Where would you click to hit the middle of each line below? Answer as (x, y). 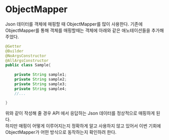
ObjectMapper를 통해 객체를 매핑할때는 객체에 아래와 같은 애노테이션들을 (78, 30)
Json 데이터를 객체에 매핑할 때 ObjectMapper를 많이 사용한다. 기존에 (74, 24)
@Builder (14, 51)
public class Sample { (28, 65)
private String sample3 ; (41, 84)
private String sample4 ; (41, 89)
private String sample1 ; (41, 75)
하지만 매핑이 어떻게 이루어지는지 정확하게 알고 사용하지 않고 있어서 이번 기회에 (83, 126)
